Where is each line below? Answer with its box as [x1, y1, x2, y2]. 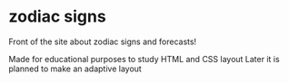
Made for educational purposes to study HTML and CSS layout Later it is [8, 53, 280, 64]
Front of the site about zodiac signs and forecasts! [8, 36, 197, 47]
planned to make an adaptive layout [8, 63, 142, 74]
